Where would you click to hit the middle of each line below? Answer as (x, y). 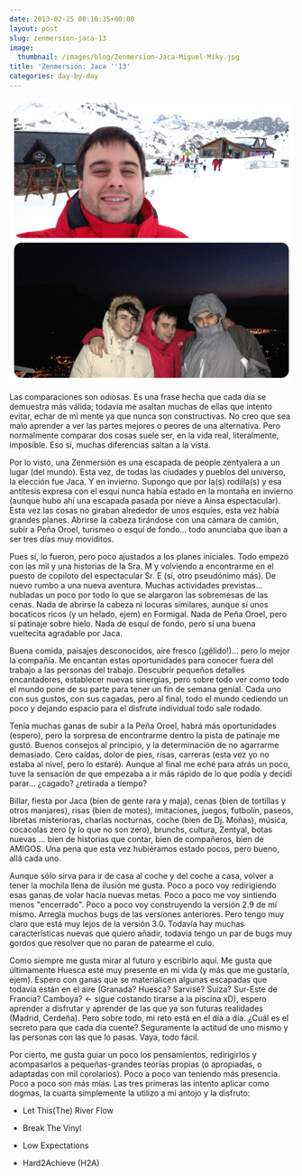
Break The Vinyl (52, 1127)
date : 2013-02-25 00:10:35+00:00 (72, 19)
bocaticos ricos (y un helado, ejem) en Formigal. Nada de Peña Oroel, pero (148, 614)
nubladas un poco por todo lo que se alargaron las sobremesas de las (139, 595)
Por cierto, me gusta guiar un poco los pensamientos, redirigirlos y (133, 1054)
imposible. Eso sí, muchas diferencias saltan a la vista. (110, 444)
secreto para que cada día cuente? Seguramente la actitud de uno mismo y (149, 1027)
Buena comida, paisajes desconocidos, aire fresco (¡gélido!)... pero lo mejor (150, 651)
